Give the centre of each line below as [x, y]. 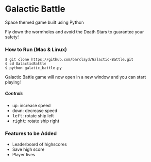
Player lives [24, 154]
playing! [13, 82]
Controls [14, 93]
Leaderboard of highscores [39, 144]
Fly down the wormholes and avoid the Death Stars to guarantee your [75, 32]
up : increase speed [31, 106]
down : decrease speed [34, 111]
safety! [12, 37]
